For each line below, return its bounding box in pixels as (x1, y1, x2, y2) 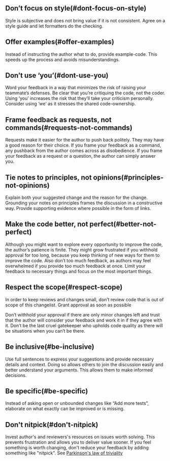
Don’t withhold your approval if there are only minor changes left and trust (5, 311, 160, 317)
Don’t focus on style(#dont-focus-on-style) (5, 4, 147, 13)
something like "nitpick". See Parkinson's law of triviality (5, 450, 123, 456)
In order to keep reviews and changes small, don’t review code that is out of (5, 296, 164, 302)
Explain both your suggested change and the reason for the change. (5, 195, 148, 201)
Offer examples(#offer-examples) (5, 38, 115, 46)
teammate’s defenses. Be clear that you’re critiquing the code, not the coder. (5, 90, 165, 96)
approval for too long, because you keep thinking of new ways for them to (5, 252, 160, 258)
